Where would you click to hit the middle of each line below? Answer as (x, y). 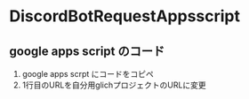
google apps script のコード (87, 51)
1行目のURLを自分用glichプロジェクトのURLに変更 (114, 85)
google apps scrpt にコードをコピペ (88, 74)
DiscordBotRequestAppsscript (125, 16)
